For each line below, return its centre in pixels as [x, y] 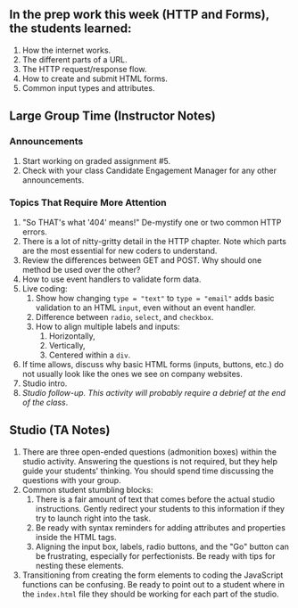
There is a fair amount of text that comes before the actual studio [155, 499]
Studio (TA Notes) [60, 430]
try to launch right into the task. [93, 518]
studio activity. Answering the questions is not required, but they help [150, 461]
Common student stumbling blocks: [87, 489]
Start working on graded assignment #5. [96, 160]
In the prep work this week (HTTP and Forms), [139, 15]
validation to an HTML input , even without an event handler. [145, 308]
